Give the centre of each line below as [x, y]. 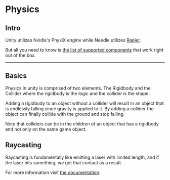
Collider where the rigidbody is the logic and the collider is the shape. [78, 93]
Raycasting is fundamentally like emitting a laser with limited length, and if [82, 157]
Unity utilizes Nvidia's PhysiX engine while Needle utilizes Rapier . [73, 40]
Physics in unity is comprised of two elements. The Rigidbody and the [78, 88]
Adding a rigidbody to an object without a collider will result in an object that [85, 103]
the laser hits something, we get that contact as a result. [64, 162]
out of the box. [20, 55]
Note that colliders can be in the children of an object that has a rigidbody [82, 124]
